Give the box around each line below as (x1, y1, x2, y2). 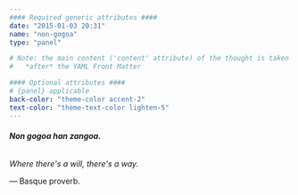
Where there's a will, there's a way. (9, 158, 139, 169)
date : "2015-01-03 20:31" (9, 21, 105, 30)
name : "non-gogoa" (9, 29, 78, 38)
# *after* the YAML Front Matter (9, 62, 142, 71)
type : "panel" (9, 37, 62, 47)
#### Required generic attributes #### (9, 12, 158, 22)
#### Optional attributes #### (9, 78, 126, 87)
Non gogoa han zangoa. (9, 131, 102, 142)
